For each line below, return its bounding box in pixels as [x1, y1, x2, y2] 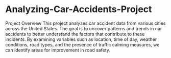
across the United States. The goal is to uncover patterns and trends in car [5, 25, 162, 31]
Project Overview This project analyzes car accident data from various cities [5, 20, 166, 26]
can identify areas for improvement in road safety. [5, 47, 111, 53]
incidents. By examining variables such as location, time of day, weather [5, 36, 157, 42]
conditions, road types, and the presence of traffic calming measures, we [5, 41, 160, 47]
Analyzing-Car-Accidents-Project [5, 4, 152, 15]
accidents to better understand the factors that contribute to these [5, 31, 145, 37]
